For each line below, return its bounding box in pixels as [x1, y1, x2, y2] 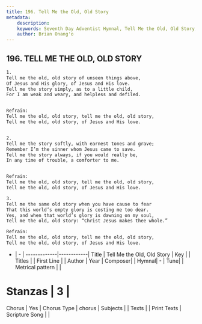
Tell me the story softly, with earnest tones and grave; [6, 141, 155, 147]
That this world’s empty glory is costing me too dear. [6, 207, 149, 213]
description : [17, 20, 50, 26]
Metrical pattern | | [14, 263, 62, 271]
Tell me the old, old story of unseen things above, [6, 75, 141, 81]
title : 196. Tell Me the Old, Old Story [6, 8, 109, 15]
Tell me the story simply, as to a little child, [6, 86, 133, 92]
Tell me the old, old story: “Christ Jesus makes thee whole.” [6, 218, 168, 224]
